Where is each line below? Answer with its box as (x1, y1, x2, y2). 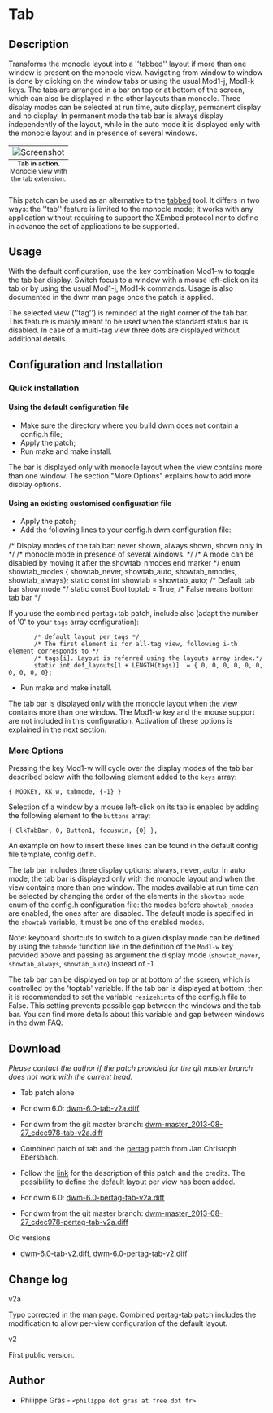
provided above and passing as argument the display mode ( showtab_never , (8, 950, 262, 960)
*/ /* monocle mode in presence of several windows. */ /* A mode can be (8, 549, 254, 559)
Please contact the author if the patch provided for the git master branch (8, 1063, 253, 1073)
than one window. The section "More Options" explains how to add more (8, 470, 252, 481)
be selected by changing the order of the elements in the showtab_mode (8, 891, 245, 901)
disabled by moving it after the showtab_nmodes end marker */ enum (8, 558, 241, 568)
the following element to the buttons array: (8, 811, 151, 821)
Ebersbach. (19, 1152, 59, 1162)
